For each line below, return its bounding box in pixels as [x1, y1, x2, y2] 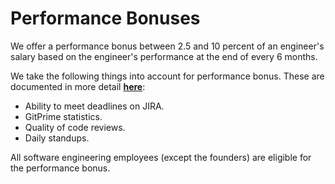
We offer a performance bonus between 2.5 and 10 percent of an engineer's [10, 40, 325, 52]
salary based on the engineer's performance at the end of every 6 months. [10, 50, 318, 62]
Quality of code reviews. [24, 121, 126, 133]
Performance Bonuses [10, 7, 201, 30]
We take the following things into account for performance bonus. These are [10, 70, 325, 82]
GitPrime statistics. [24, 110, 103, 122]
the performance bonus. [10, 162, 111, 174]
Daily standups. [24, 132, 90, 144]
